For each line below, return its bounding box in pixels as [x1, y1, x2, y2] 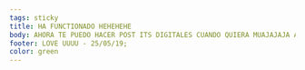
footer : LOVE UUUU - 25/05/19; [9, 38, 128, 48]
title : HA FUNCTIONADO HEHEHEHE [9, 22, 132, 31]
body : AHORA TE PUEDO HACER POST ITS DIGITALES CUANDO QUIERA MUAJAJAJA [9, 30, 290, 39]
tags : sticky [9, 13, 59, 23]
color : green [9, 47, 59, 56]
